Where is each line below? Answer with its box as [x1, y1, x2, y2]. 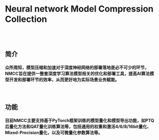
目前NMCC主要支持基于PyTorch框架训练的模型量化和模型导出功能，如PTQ [5, 117, 155, 123]
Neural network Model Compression [5, 3, 154, 15]
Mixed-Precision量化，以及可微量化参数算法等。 [5, 129, 103, 135]
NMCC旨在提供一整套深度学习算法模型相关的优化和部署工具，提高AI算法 [5, 70, 150, 76]
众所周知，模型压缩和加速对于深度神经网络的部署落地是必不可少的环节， [5, 64, 149, 70]
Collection [5, 14, 47, 25]
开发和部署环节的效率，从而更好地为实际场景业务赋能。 [9, 77, 119, 82]
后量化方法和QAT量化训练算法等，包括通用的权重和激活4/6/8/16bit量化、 [5, 124, 151, 129]
